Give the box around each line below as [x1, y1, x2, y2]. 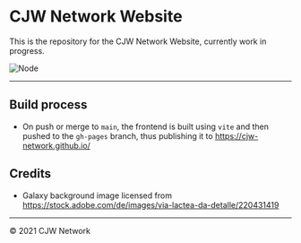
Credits [9, 166, 52, 181]
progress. [9, 45, 45, 56]
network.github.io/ [21, 140, 91, 151]
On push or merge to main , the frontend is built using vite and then [21, 121, 269, 132]
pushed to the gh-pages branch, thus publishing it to [21, 130, 213, 141]
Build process [9, 97, 88, 113]
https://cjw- [214, 130, 259, 141]
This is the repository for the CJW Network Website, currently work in [9, 36, 267, 47]
